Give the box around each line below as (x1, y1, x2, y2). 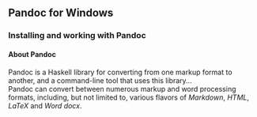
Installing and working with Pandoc (8, 30, 146, 41)
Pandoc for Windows (8, 6, 114, 20)
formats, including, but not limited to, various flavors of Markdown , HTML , (8, 92, 250, 102)
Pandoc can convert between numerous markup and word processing (8, 84, 236, 93)
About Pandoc (8, 49, 57, 58)
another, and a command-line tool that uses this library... (8, 75, 192, 85)
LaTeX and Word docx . (8, 100, 82, 110)
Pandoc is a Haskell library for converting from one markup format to (8, 67, 232, 77)
